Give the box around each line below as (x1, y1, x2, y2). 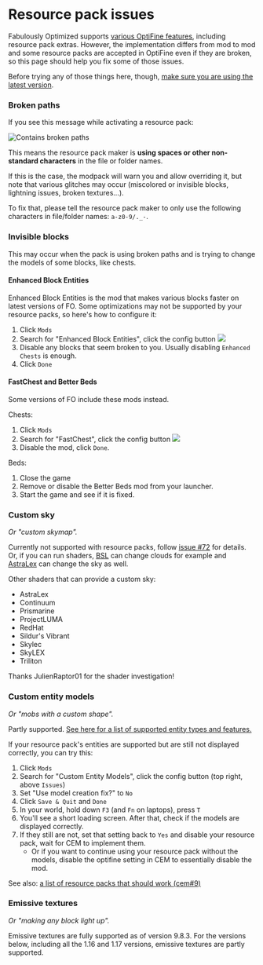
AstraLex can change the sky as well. (8, 559, 129, 568)
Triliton (19, 656, 42, 666)
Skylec (19, 640, 42, 649)
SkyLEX (19, 648, 46, 657)
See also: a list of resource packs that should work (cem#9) (8, 878, 202, 888)
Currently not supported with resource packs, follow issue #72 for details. (8, 543, 247, 552)
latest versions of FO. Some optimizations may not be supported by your (8, 301, 243, 311)
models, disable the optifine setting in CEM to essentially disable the (31, 854, 253, 864)
